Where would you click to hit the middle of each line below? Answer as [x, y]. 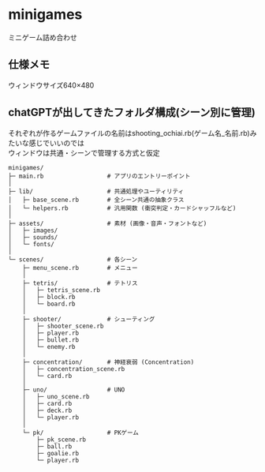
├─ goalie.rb [58, 453]
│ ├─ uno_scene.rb [56, 396]
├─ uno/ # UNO [74, 390]
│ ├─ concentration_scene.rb [74, 369]
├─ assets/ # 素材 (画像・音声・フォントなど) [108, 223]
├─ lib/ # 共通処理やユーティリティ [96, 191]
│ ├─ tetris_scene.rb [62, 290]
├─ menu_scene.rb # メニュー [80, 268]
